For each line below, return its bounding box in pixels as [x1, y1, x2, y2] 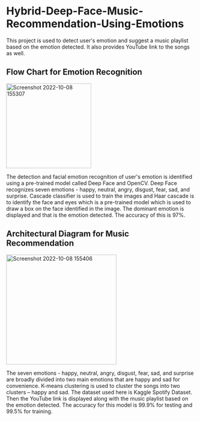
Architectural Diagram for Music [6, 229, 129, 239]
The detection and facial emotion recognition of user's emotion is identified [6, 173, 193, 180]
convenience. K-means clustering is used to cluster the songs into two [6, 382, 180, 389]
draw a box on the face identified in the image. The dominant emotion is [6, 205, 184, 212]
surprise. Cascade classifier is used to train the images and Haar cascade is [6, 192, 195, 199]
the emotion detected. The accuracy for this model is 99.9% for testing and [6, 401, 193, 408]
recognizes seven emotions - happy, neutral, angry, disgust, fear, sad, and [6, 186, 190, 193]
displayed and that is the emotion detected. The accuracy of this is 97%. [6, 211, 186, 219]
